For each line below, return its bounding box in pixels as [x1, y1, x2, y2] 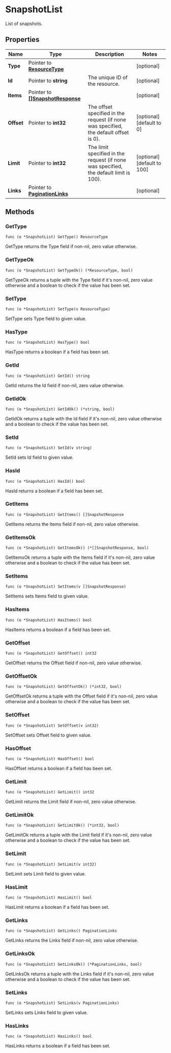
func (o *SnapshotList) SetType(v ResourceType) [5, 307, 110, 312]
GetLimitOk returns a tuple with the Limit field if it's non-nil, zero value [5, 832, 152, 838]
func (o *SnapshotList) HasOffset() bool [5, 756, 95, 761]
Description [95, 50, 124, 57]
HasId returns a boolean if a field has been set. [5, 487, 103, 494]
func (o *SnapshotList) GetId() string [5, 373, 90, 378]
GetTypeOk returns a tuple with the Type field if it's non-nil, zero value [5, 277, 153, 283]
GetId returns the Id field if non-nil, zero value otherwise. [5, 382, 125, 388]
